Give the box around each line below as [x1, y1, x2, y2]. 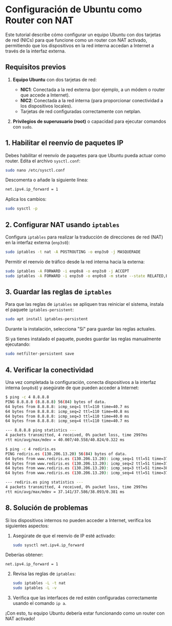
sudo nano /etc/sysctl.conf [5, 168, 66, 173]
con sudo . [12, 123, 33, 130]
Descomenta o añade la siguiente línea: [5, 177, 89, 183]
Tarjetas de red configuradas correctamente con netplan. [20, 108, 142, 114]
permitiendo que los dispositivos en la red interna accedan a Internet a [5, 42, 155, 48]
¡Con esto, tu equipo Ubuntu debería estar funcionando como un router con [5, 610, 165, 616]
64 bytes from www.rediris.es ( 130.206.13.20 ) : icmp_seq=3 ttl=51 [5, 466, 150, 471]
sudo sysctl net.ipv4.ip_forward [12, 542, 84, 548]
